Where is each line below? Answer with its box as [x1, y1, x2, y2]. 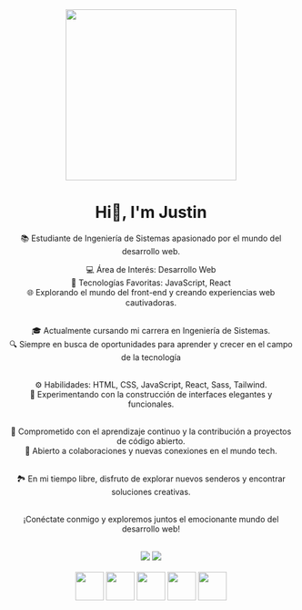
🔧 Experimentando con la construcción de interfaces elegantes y [29, 388, 273, 399]
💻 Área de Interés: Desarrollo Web [86, 264, 216, 274]
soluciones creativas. [111, 486, 191, 497]
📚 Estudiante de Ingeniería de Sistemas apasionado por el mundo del [20, 233, 282, 243]
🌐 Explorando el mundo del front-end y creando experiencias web [26, 286, 276, 297]
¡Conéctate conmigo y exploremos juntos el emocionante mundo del [23, 513, 279, 524]
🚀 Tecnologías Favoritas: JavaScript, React [70, 277, 232, 288]
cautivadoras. [125, 296, 177, 308]
